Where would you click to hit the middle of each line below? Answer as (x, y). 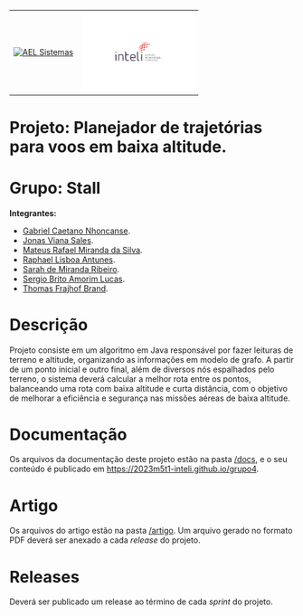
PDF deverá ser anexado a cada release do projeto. (105, 540)
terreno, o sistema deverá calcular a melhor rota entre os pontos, (130, 379)
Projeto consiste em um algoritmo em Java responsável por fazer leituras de (151, 350)
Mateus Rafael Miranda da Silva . (82, 250)
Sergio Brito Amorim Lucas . (73, 279)
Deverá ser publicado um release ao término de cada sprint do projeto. (141, 602)
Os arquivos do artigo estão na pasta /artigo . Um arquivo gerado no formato (151, 531)
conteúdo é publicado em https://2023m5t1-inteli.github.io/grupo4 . (134, 469)
